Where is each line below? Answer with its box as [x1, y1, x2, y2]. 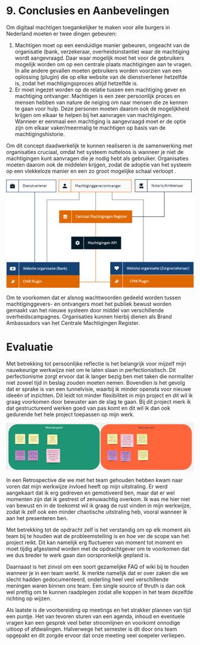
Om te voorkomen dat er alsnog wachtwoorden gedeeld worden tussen [6, 294, 182, 301]
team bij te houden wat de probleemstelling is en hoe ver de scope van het [6, 532, 189, 539]
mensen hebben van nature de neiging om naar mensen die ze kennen [14, 99, 188, 106]
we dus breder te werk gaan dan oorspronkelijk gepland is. [6, 551, 151, 558]
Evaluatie [6, 340, 54, 354]
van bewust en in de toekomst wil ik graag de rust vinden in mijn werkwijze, [6, 502, 192, 509]
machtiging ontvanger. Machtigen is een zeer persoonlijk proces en [14, 93, 180, 100]
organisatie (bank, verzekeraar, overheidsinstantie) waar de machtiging [14, 48, 190, 56]
